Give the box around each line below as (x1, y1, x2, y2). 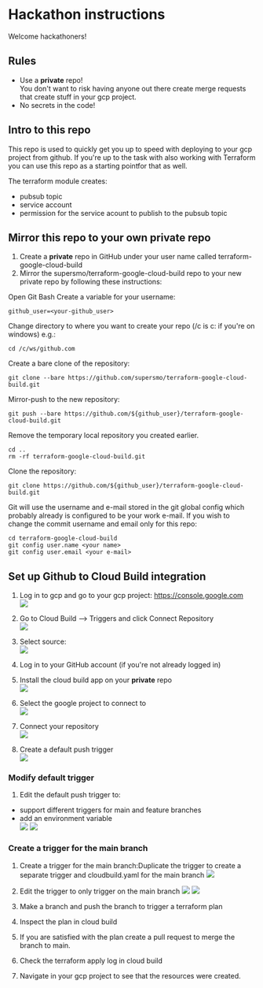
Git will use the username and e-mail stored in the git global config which (8, 503, 245, 512)
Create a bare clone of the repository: (8, 358, 130, 368)
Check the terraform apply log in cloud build (19, 956, 163, 965)
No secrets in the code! (19, 100, 96, 110)
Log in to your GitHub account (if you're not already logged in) (19, 660, 221, 670)
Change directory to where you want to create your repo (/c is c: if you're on (8, 321, 255, 331)
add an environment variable (19, 814, 112, 823)
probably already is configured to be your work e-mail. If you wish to (8, 511, 230, 521)
